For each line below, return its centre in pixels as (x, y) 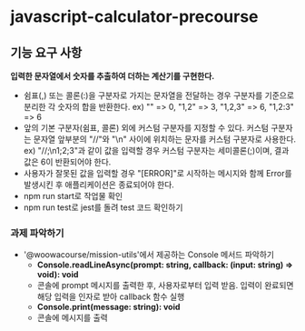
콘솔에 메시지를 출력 (72, 318)
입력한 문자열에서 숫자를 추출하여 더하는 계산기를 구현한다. (113, 76)
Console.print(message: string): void (108, 307)
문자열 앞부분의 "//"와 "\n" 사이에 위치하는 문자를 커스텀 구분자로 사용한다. (165, 139)
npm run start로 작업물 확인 (73, 196)
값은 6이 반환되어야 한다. (67, 162)
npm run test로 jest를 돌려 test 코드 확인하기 (103, 207)
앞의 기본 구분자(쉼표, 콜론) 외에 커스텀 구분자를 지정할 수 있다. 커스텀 (146, 128)
